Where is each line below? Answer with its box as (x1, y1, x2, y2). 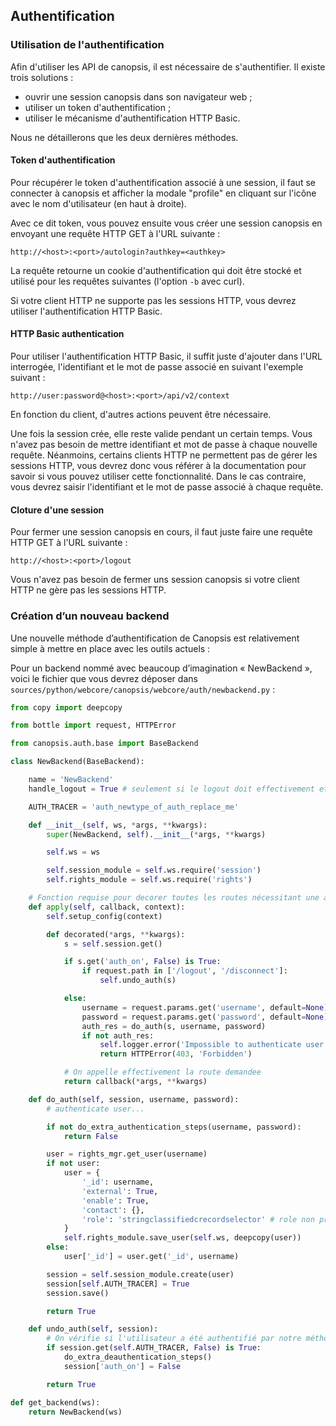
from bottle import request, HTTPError (10, 720, 177, 731)
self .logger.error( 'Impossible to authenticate (99, 1040, 302, 1050)
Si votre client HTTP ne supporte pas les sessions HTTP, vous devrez (10, 294, 297, 306)
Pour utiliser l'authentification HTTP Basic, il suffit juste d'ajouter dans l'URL (10, 350, 323, 363)
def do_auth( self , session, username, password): (28, 1094, 240, 1104)
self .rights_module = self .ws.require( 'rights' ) (46, 875, 253, 885)
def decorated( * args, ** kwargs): (46, 929, 186, 939)
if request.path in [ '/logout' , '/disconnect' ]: (81, 966, 288, 976)
